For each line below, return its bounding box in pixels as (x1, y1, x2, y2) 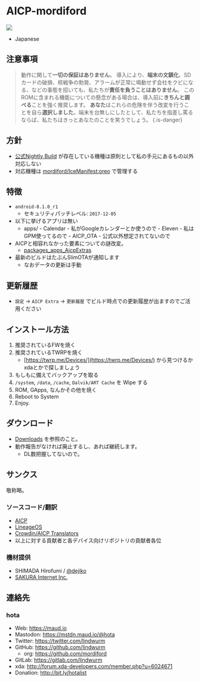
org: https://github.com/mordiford (23, 650, 107, 657)
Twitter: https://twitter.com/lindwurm (14, 637, 106, 644)
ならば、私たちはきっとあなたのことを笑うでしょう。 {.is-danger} (20, 116, 183, 123)
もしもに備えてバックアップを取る (14, 372, 99, 378)
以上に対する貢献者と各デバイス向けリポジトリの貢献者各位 (14, 536, 162, 544)
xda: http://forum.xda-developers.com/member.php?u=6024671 (14, 662, 173, 669)
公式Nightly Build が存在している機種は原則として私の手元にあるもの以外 (14, 152, 194, 159)
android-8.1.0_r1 (14, 204, 59, 210)
